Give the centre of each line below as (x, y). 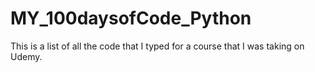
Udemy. (26, 56)
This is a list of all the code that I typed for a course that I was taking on (157, 46)
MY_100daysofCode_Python (131, 18)
